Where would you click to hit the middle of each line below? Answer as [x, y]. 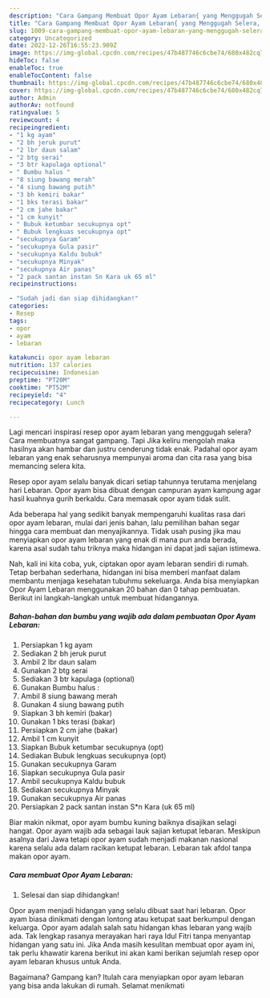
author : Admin [33, 98]
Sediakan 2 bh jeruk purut [63, 653]
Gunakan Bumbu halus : [60, 688]
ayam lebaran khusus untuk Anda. [65, 962]
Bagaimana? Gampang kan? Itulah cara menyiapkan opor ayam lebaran [126, 977]
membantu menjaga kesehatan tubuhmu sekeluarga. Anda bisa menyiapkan [134, 581]
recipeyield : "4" [38, 395]
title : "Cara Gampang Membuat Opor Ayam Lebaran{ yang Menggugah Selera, [135, 23]
